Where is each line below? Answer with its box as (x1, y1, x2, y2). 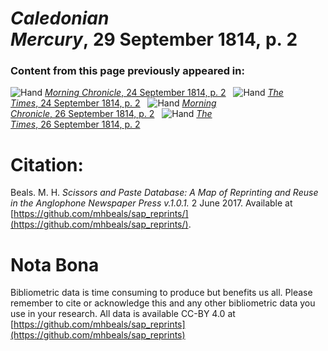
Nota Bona (10, 253, 100, 276)
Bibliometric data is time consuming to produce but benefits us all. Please (10, 287, 313, 299)
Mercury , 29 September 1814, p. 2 (10, 28, 298, 51)
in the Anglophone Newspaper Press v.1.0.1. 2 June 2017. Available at (10, 197, 293, 209)
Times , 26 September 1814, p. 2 (10, 118, 141, 131)
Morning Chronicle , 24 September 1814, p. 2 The (44, 87, 284, 99)
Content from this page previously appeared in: (10, 64, 245, 78)
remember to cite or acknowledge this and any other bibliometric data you (10, 297, 316, 309)
